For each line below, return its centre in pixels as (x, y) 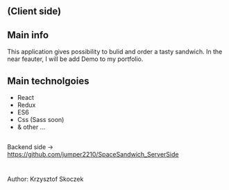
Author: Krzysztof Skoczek (45, 179)
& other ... (31, 127)
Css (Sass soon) (41, 120)
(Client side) (34, 11)
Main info (28, 35)
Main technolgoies (48, 81)
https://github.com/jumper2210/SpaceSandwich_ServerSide (93, 155)
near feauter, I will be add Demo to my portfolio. (75, 59)
